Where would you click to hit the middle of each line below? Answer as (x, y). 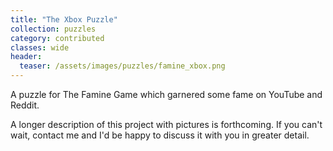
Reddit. (25, 105)
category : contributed (57, 38)
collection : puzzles (53, 29)
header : (26, 57)
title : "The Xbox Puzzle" (64, 19)
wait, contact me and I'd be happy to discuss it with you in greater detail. (160, 135)
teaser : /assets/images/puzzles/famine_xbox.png (122, 66)
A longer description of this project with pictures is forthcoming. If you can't (166, 124)
